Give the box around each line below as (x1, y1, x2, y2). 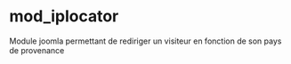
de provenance (9, 44, 65, 55)
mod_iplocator (9, 6, 119, 27)
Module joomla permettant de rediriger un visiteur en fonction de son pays (9, 36, 282, 46)
